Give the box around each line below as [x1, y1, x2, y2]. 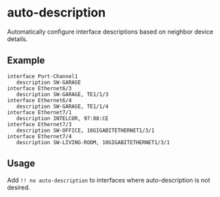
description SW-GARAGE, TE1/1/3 [16, 91, 109, 97]
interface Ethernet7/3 [7, 121, 72, 128]
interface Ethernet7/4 [7, 132, 72, 140]
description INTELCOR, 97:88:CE [16, 115, 109, 121]
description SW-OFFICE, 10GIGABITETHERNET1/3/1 [16, 127, 155, 134]
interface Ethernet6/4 [7, 97, 72, 104]
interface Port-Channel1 [7, 73, 78, 80]
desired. [7, 183, 31, 192]
